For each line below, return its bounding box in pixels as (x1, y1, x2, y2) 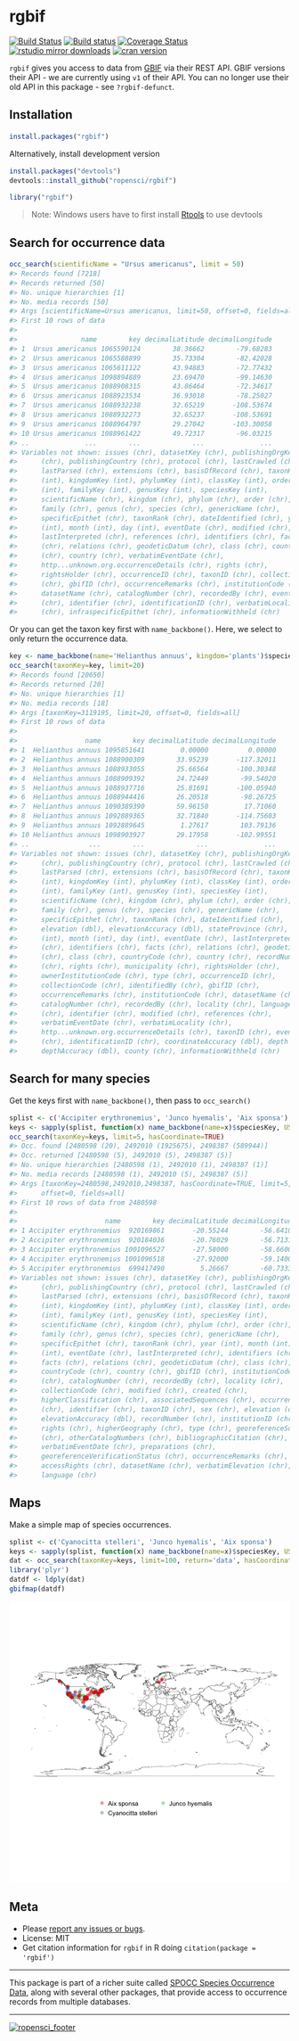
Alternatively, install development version (9, 148, 160, 159)
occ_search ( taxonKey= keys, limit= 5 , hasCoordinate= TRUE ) (9, 1132, 225, 1141)
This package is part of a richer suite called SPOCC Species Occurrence (9, 1977, 275, 1988)
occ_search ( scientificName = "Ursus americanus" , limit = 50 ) (9, 260, 245, 269)
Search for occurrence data (9, 235, 166, 251)
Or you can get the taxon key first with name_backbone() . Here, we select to (9, 624, 283, 635)
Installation (9, 107, 73, 122)
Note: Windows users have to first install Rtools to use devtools (30, 210, 263, 220)
